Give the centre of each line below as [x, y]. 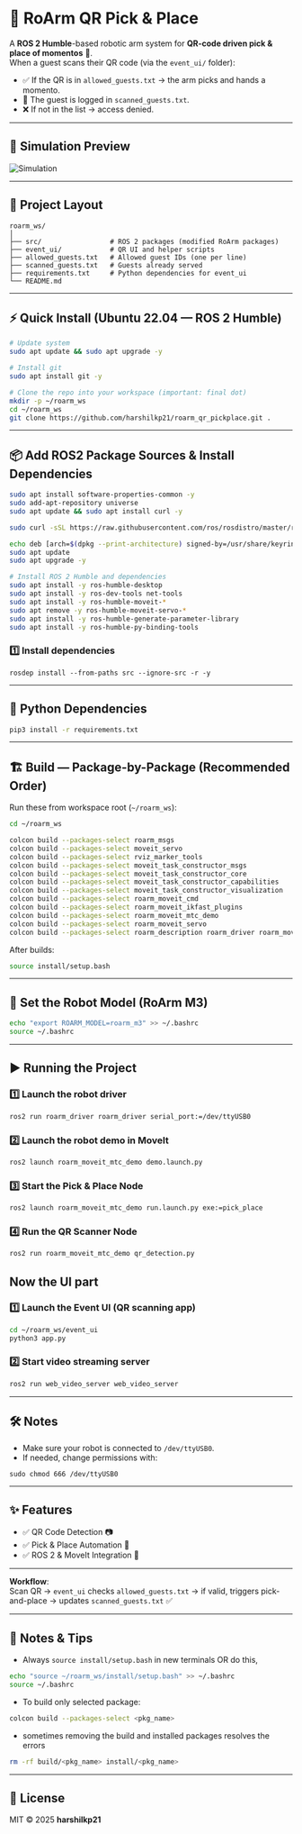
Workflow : [29, 1582]
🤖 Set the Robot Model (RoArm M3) [109, 1002]
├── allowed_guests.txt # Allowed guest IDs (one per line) [128, 257]
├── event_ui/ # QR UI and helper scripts [112, 250]
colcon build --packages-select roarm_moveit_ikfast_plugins [126, 908]
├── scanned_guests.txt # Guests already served [106, 265]
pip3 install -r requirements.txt [74, 730]
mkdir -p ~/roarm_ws [48, 401]
